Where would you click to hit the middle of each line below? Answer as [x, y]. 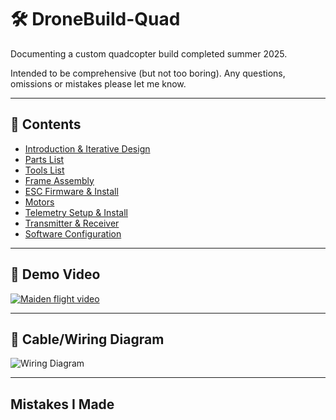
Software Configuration [73, 233]
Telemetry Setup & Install [76, 212]
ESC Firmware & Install [71, 191]
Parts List [44, 159]
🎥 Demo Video [55, 274]
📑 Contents [46, 124]
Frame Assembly [59, 180]
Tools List [44, 170]
